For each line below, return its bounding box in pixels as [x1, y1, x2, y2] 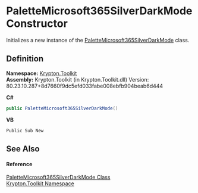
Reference [6, 160, 33, 167]
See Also [6, 144, 40, 154]
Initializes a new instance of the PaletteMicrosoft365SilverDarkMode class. [6, 36, 190, 43]
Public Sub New [6, 127, 44, 133]
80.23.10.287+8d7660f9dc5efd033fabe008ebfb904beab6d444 [6, 82, 164, 89]
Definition [6, 54, 43, 64]
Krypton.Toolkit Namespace [6, 180, 74, 187]
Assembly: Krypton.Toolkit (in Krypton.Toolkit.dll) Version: [6, 76, 149, 83]
